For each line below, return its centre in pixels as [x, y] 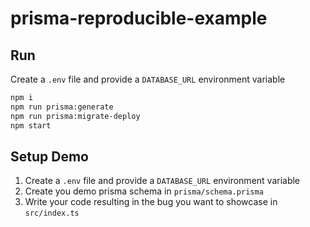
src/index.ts [52, 213]
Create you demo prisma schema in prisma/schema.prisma [144, 191]
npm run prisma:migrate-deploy [75, 116]
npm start [31, 125]
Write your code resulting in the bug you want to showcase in [151, 202]
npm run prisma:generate [62, 107]
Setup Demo [49, 156]
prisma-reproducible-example [139, 18]
